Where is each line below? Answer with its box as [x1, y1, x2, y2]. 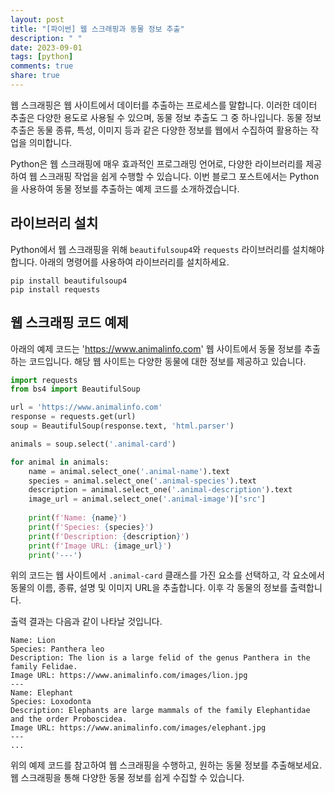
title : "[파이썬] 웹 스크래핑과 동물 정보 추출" [10, 24, 185, 34]
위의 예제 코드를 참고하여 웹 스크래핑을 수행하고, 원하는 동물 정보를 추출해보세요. [10, 759, 323, 771]
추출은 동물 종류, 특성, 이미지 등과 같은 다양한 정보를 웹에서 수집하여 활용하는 [10, 124, 309, 136]
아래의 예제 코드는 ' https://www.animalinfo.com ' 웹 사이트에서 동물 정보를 [10, 342, 303, 355]
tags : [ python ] [10, 52, 74, 62]
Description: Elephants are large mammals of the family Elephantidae [10, 706, 311, 716]
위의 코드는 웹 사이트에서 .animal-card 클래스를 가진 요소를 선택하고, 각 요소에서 [10, 569, 325, 581]
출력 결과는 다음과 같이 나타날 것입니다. [10, 616, 163, 628]
